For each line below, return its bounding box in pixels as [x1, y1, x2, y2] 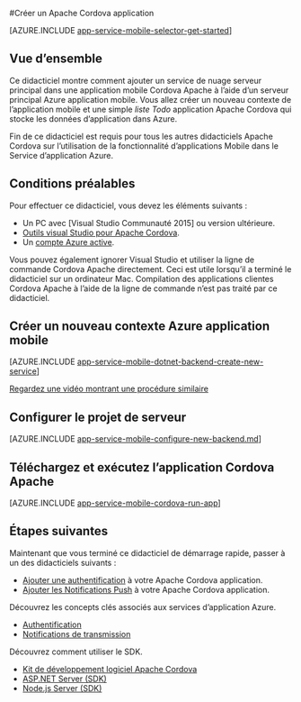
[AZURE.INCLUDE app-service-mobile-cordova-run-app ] [9, 497, 222, 508]
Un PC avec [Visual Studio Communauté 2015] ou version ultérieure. [22, 217, 276, 228]
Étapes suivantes [9, 524, 109, 539]
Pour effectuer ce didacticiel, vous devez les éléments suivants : [9, 200, 248, 211]
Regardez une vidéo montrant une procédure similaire [9, 383, 209, 395]
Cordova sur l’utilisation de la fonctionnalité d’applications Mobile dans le [9, 140, 279, 151]
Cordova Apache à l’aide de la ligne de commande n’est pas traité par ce [9, 283, 278, 294]
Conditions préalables [9, 176, 136, 192]
